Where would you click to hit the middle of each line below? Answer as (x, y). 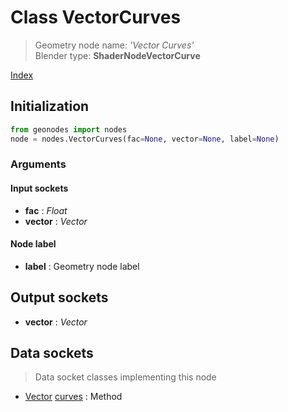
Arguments (38, 164)
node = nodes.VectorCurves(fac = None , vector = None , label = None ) (145, 139)
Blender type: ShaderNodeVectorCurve (117, 55)
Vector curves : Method (73, 397)
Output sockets (59, 297)
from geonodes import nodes (69, 129)
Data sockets (52, 353)
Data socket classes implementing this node (125, 377)
